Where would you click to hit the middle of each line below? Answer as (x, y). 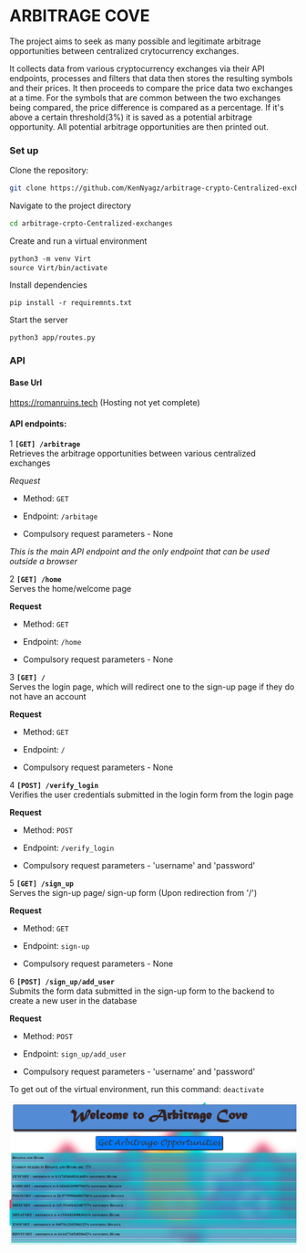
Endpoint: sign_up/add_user (74, 1054)
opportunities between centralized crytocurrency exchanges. (124, 50)
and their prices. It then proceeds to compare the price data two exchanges (151, 88)
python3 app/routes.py (52, 337)
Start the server (39, 320)
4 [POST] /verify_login (54, 785)
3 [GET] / (27, 678)
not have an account (48, 697)
